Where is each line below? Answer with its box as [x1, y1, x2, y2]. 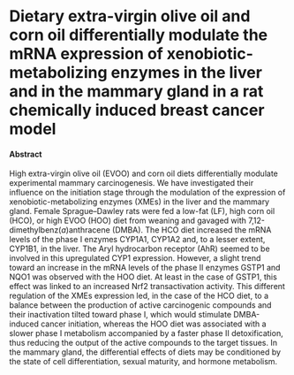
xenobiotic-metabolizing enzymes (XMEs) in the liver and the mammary [9, 196, 270, 207]
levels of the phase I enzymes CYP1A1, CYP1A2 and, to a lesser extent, [9, 234, 266, 245]
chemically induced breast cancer [9, 100, 265, 120]
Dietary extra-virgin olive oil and [9, 6, 251, 27]
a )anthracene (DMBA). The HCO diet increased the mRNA [61, 225, 272, 235]
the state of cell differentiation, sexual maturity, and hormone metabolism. [9, 356, 278, 367]
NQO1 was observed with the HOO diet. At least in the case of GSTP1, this [9, 272, 278, 282]
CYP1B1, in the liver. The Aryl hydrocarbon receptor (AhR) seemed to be [9, 243, 271, 254]
